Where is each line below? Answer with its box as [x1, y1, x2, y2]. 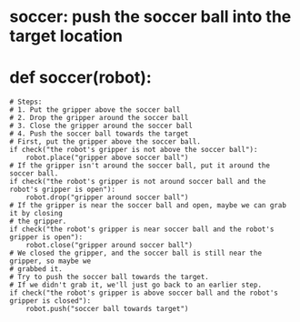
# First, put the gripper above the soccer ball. [9, 137, 202, 146]
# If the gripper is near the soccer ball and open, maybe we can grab [9, 201, 286, 210]
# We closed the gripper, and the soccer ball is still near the [9, 248, 262, 258]
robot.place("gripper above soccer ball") [25, 153, 189, 163]
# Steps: [9, 97, 43, 106]
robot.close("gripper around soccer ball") [25, 241, 194, 250]
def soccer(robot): [9, 67, 152, 88]
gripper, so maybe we [9, 257, 92, 266]
